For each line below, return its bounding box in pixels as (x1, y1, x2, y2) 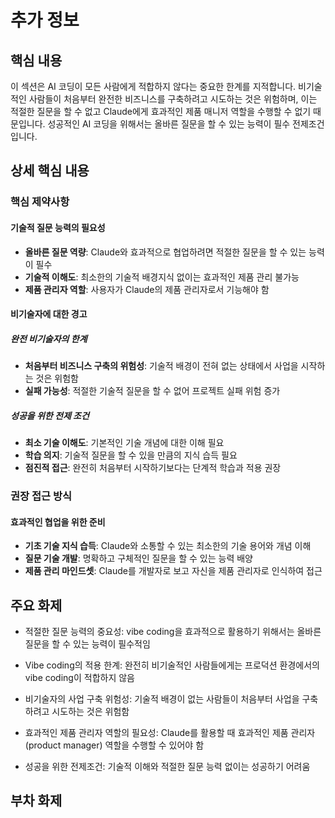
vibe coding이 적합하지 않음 (24, 671, 135, 683)
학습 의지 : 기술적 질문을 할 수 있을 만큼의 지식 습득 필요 (24, 449, 238, 461)
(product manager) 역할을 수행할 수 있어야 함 (24, 739, 205, 751)
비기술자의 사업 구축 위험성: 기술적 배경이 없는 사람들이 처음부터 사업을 (24, 692, 300, 705)
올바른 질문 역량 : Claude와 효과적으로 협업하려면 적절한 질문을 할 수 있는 (24, 246, 307, 258)
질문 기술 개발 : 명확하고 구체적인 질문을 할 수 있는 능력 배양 (24, 552, 253, 565)
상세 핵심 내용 (10, 162, 90, 180)
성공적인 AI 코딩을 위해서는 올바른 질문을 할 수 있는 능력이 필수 (47, 118, 291, 130)
